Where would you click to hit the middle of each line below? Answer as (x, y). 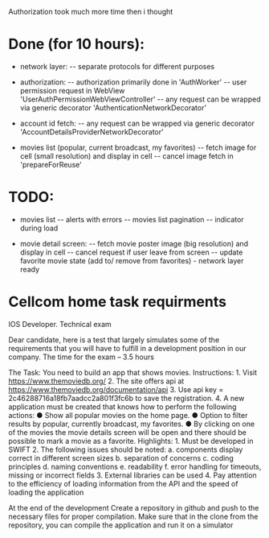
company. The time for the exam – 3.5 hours (82, 357)
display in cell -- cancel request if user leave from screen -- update (131, 252)
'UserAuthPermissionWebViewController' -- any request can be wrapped (140, 99)
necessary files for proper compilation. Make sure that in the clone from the (133, 516)
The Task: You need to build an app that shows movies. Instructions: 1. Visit (133, 372)
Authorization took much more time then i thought (91, 12)
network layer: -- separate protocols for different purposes (117, 66)
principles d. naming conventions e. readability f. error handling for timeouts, (135, 466)
